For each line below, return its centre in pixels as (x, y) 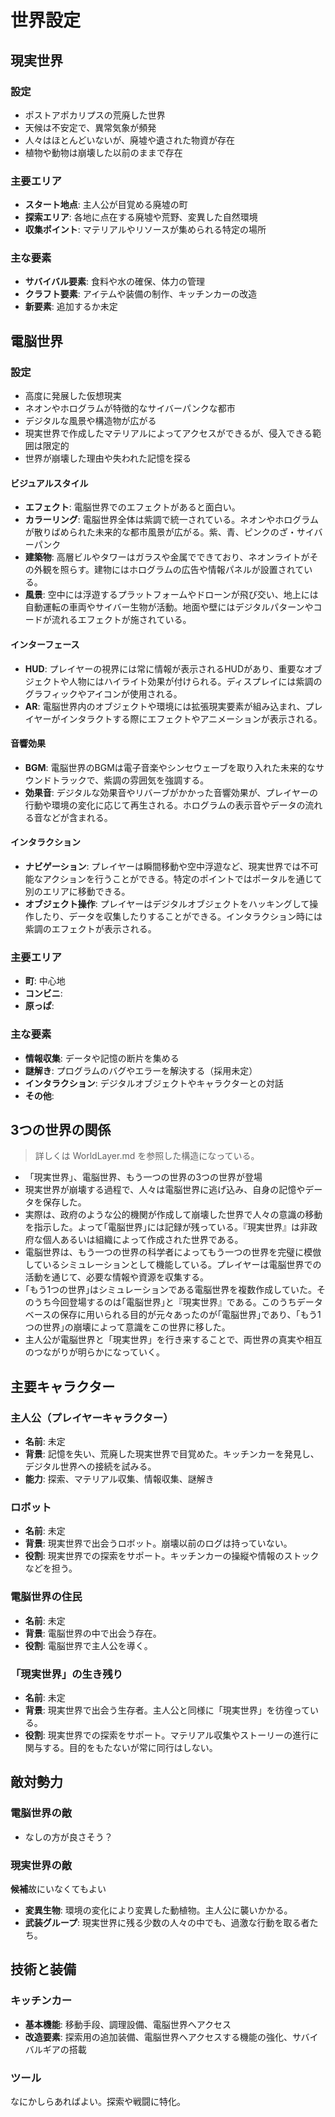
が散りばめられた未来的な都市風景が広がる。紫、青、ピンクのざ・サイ (169, 532)
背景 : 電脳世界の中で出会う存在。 (93, 1633)
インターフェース (45, 644)
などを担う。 (51, 1568)
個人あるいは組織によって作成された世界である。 (143, 1240)
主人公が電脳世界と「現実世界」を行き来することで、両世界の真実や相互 (173, 1340)
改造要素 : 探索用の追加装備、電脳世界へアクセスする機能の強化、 (158, 2037)
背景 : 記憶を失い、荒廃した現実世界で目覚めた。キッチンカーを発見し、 (172, 1454)
